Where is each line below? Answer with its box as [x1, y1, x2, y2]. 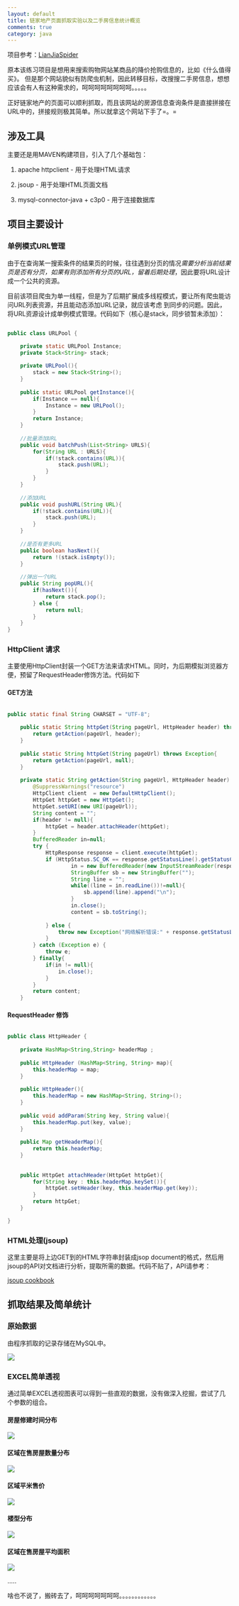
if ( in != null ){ [45, 961, 94, 969]
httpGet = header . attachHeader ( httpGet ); [45, 823, 170, 830]
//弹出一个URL [20, 573, 57, 581]
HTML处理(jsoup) [7, 1236, 69, 1245]
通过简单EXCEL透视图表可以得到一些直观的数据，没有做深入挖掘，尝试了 [7, 1389, 220, 1398]
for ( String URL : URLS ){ [33, 448, 106, 455]
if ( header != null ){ [33, 816, 94, 823]
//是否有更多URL [20, 540, 62, 547]
